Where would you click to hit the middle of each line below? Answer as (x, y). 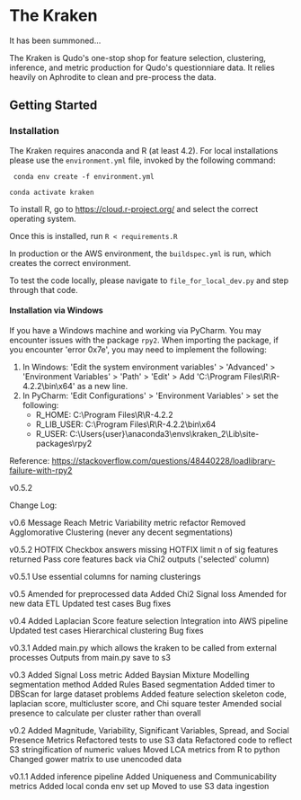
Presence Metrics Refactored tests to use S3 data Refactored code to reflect (151, 740)
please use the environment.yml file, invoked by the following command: (142, 160)
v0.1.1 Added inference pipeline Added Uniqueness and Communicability (143, 776)
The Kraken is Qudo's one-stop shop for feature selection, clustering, (138, 58)
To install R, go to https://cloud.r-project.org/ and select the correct (134, 209)
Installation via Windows (56, 310)
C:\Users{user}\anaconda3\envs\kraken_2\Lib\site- (164, 433)
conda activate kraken (52, 192)
